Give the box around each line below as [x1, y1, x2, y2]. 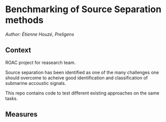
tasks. [5, 95, 18, 101]
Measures [5, 110, 38, 119]
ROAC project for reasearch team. [5, 59, 76, 66]
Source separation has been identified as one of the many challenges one [5, 69, 159, 75]
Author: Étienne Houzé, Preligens [5, 31, 74, 37]
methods [5, 14, 44, 26]
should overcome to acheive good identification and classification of [5, 75, 148, 81]
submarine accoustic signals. [5, 80, 66, 86]
